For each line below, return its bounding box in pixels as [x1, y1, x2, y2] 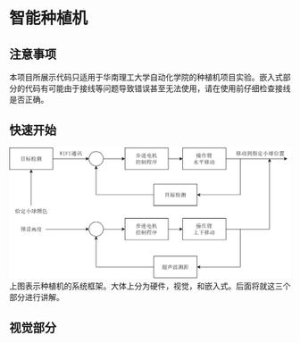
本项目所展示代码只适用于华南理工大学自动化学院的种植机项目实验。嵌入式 [9, 72, 283, 82]
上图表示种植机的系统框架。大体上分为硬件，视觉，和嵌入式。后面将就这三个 [9, 280, 291, 291]
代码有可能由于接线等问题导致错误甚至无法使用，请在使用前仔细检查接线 [24, 83, 291, 94]
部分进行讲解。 [9, 291, 64, 302]
